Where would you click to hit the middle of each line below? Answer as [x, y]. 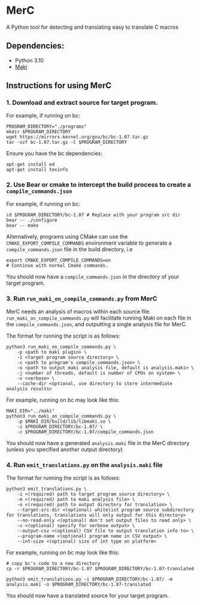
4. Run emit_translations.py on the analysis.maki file [84, 465]
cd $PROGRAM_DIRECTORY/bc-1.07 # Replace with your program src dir [93, 215]
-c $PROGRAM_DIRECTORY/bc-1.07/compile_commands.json [85, 432]
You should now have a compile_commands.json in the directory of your [93, 276]
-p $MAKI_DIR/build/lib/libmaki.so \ [64, 422]
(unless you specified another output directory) [64, 450]
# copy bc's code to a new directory [53, 564]
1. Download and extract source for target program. [82, 103]
